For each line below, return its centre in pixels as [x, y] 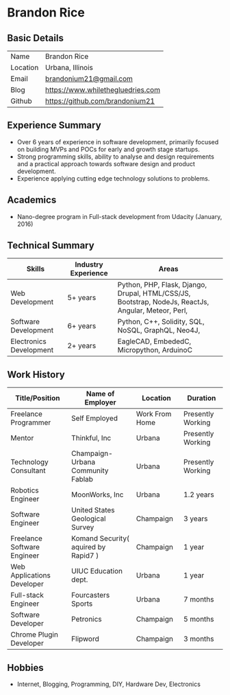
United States [93, 510]
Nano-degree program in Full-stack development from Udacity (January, [119, 216]
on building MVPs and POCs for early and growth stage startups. [108, 149]
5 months [199, 619]
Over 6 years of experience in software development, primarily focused [118, 141]
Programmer [31, 422]
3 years [196, 519]
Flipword [85, 639]
